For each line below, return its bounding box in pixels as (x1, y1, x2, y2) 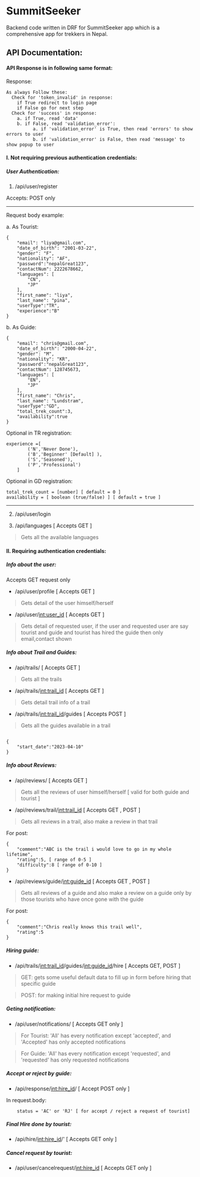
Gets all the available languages (20, 534, 99, 541)
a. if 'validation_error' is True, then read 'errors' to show (32, 126, 193, 132)
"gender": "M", (17, 351, 55, 357)
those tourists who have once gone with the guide (20, 895, 144, 903)
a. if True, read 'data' (17, 115, 79, 121)
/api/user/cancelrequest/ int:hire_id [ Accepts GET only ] (14, 1164, 152, 1172)
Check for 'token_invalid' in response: (11, 94, 113, 100)
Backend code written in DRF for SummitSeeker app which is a (6, 24, 160, 31)
